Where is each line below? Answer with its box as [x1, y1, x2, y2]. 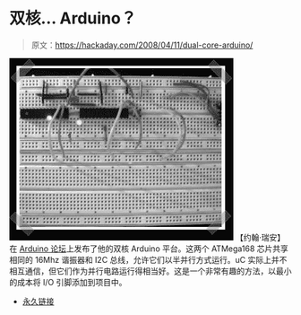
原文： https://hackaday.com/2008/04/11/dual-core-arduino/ [30, 39, 254, 50]
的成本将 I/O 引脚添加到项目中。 [9, 276, 127, 287]
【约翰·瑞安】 [235, 232, 285, 242]
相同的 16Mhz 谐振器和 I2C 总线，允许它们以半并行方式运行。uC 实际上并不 [9, 254, 288, 265]
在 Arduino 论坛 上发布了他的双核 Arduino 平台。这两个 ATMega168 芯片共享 [9, 243, 289, 254]
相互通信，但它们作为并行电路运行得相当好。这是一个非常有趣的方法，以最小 [9, 266, 292, 276]
